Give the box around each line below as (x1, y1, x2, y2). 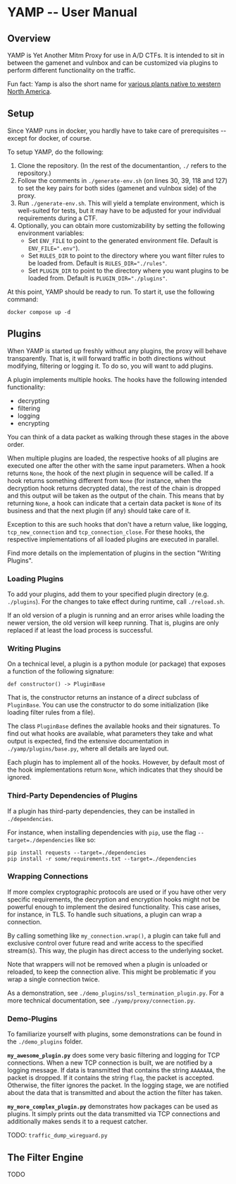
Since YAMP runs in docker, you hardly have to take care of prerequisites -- (7, 126, 227, 135)
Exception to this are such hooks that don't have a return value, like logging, (7, 520, 228, 528)
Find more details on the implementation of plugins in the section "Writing (7, 549, 221, 557)
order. (7, 440, 25, 448)
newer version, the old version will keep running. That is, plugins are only (7, 618, 220, 627)
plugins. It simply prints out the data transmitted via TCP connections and (7, 1110, 221, 1118)
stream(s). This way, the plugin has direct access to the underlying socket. (7, 946, 224, 955)
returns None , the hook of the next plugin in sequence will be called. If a (7, 469, 213, 477)
